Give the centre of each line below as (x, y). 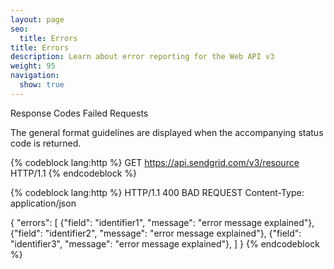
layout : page (37, 19)
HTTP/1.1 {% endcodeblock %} (74, 173)
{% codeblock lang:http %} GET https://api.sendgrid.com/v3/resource (155, 162)
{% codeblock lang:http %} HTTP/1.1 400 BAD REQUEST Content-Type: (157, 192)
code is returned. (46, 143)
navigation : (35, 76)
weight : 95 (33, 66)
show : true (42, 85)
